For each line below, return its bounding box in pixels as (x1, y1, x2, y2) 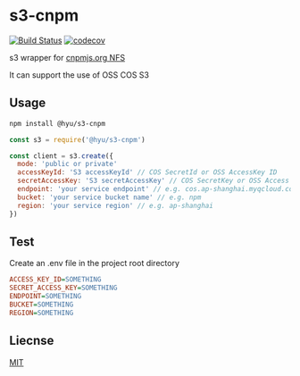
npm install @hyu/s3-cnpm (9, 119, 105, 128)
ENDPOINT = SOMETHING (9, 292, 82, 301)
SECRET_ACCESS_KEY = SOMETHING (9, 283, 118, 293)
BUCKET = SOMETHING (9, 300, 74, 309)
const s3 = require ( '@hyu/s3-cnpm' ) (9, 135, 146, 144)
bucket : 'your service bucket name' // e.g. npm (17, 193, 202, 202)
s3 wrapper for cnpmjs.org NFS (9, 52, 126, 63)
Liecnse (9, 333, 54, 348)
